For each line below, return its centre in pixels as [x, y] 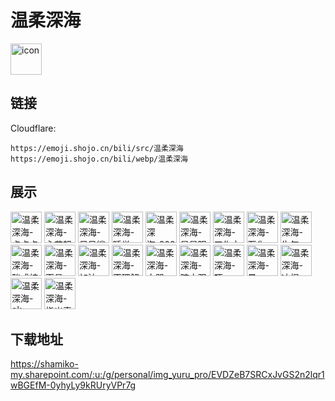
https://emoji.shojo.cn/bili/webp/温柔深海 [99, 159]
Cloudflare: [33, 128]
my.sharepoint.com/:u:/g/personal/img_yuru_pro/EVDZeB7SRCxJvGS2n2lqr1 [167, 375]
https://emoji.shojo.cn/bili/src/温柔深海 [97, 148]
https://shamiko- [44, 364]
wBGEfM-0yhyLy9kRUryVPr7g [73, 385]
